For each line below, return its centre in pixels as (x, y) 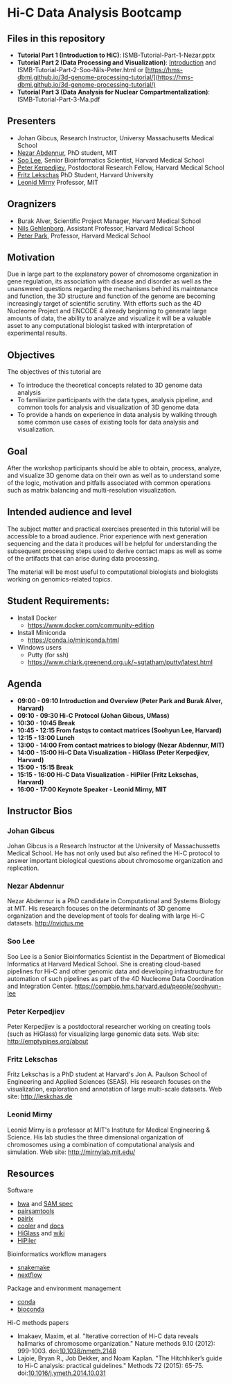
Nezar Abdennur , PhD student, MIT (67, 153)
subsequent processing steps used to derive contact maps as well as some (115, 551)
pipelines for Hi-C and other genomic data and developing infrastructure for (115, 971)
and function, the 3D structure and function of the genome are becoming (111, 296)
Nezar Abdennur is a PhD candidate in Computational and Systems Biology (114, 901)
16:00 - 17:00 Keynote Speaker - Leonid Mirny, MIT (92, 789)
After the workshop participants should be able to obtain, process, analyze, (115, 468)
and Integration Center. (40, 986)
